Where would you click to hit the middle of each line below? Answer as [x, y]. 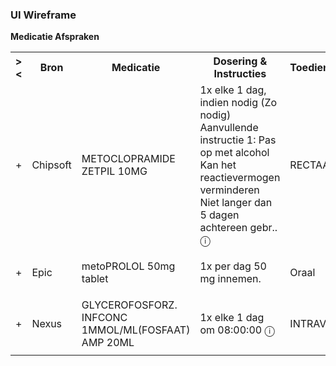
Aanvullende [229, 128]
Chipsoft [51, 165]
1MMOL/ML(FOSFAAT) [136, 330]
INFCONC [104, 318]
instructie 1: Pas [238, 140]
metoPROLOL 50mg [128, 266]
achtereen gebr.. [238, 228]
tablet [95, 279]
